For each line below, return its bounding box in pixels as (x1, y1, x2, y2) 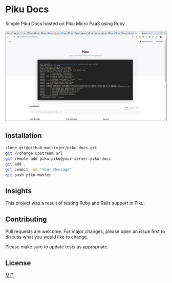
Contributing (5, 215, 47, 223)
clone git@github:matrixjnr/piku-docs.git (5, 146, 97, 151)
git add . (5, 161, 27, 167)
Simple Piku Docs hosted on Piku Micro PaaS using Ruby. (5, 20, 126, 27)
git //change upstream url (5, 151, 63, 156)
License (5, 258, 31, 267)
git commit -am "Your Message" (5, 167, 72, 172)
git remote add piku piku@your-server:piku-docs (5, 156, 111, 161)
